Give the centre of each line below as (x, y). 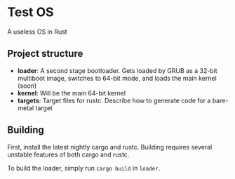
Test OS (31, 12)
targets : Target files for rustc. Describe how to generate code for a (114, 100)
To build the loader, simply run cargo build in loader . (84, 168)
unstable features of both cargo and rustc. (68, 154)
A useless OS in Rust (38, 32)
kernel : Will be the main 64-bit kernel (72, 93)
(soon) (27, 86)
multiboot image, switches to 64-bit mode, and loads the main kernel (117, 78)
